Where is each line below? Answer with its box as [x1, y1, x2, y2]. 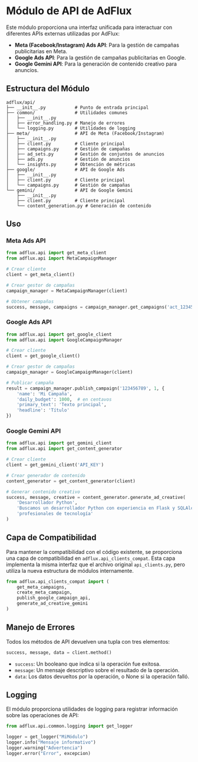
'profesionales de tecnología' [16, 511, 94, 517]
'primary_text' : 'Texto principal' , [16, 402, 107, 408]
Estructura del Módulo [6, 84, 90, 94]
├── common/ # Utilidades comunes [6, 109, 128, 116]
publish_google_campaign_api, [16, 595, 91, 601]
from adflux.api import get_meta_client [6, 250, 107, 256]
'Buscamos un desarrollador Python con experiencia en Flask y [16, 505, 176, 511]
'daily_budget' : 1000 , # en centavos [16, 396, 112, 403]
